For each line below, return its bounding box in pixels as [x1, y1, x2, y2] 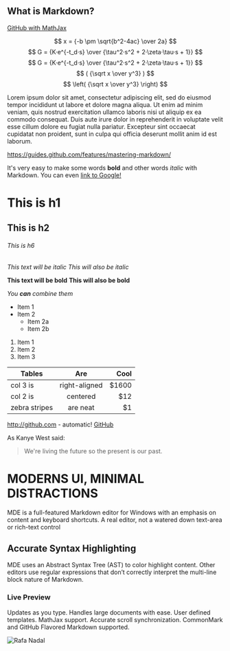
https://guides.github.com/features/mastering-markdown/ [7, 150, 172, 159]
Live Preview [7, 593, 51, 602]
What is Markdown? [7, 5, 95, 17]
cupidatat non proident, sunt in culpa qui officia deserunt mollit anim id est [7, 130, 218, 138]
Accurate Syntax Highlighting [7, 542, 137, 554]
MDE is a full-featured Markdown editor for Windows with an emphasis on [7, 508, 216, 516]
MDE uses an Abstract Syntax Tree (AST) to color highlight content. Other [7, 561, 216, 569]
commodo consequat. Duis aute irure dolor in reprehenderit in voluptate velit [7, 115, 223, 123]
